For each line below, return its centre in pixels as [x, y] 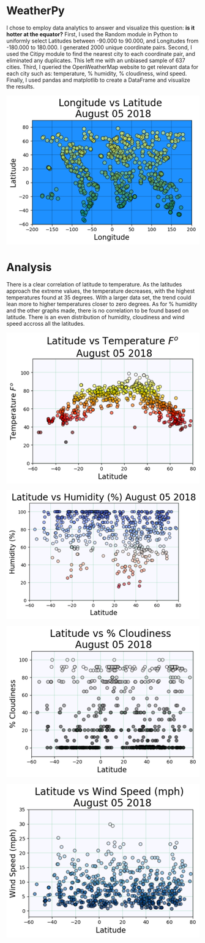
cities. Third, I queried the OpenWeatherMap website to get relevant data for [102, 67]
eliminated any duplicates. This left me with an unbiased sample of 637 [96, 60]
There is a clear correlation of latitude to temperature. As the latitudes [94, 285]
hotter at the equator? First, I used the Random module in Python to [92, 34]
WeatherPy [36, 11]
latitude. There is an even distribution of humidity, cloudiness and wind [95, 317]
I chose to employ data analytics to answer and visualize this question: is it [100, 28]
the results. [20, 86]
